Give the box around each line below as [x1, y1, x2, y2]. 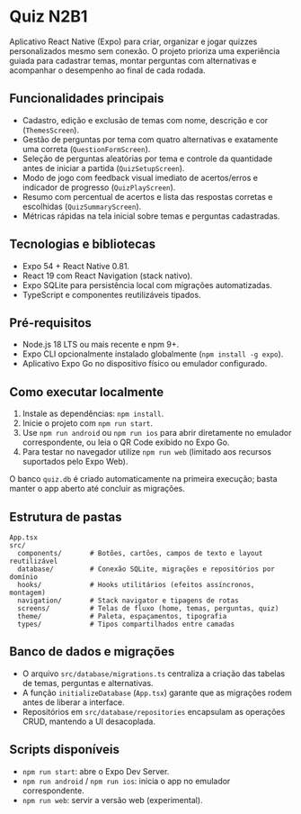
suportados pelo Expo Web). [22, 457, 128, 467]
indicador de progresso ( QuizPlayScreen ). [22, 182, 176, 193]
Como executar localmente [9, 384, 164, 400]
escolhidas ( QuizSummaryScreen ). [22, 201, 142, 212]
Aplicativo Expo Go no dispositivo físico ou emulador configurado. [22, 358, 268, 369]
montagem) [9, 588, 47, 597]
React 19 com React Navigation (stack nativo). [22, 270, 193, 281]
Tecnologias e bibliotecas [9, 237, 156, 252]
